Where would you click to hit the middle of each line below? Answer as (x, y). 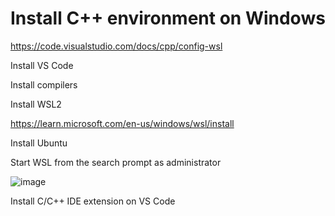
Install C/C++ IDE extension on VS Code (93, 201)
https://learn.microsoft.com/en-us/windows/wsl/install (122, 123)
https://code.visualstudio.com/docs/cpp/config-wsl (116, 46)
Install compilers (44, 84)
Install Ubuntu (39, 143)
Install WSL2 (36, 104)
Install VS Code (42, 65)
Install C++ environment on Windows (168, 18)
